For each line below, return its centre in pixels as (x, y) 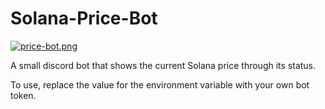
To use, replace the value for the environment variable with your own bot (160, 84)
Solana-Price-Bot (84, 18)
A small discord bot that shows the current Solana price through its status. (163, 65)
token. (23, 95)
